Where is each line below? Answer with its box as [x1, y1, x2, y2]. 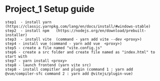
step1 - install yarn [5, 20, 52, 25]
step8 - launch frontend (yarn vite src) [5, 62, 92, 67]
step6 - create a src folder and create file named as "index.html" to [5, 50, 155, 54]
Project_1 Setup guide [5, 3, 95, 15]
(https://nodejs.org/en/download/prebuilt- [56, 28, 147, 33]
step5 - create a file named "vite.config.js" [5, 45, 102, 50]
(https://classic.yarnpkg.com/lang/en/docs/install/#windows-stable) [5, 24, 151, 29]
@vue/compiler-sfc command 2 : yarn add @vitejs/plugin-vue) [5, 71, 133, 76]
